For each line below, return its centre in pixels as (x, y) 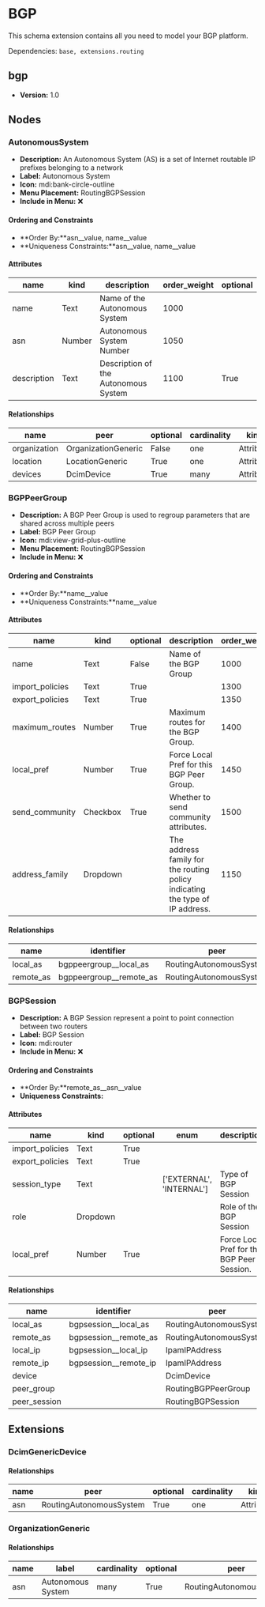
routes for (187, 722)
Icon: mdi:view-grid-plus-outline (73, 540)
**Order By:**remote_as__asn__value (80, 1088)
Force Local (191, 754)
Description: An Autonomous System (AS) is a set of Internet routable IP (138, 160)
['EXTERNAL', (187, 1179)
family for (187, 859)
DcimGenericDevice (47, 1452)
